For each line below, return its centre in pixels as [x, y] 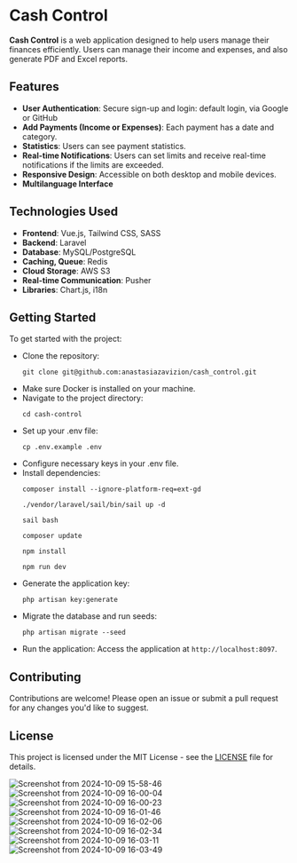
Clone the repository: [61, 356]
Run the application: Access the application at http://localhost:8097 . [149, 649]
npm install [44, 551]
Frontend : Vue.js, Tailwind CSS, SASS [91, 233]
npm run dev [44, 567]
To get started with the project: [66, 339]
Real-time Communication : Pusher [86, 280]
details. [23, 766]
